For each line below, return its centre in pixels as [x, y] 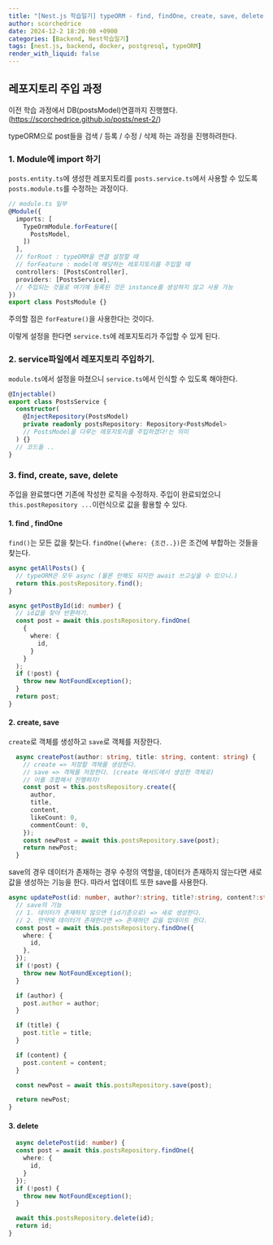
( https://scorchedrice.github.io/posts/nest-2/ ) [85, 119]
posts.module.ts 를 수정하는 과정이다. [68, 189]
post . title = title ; [58, 1033]
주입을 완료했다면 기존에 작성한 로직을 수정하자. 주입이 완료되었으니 [115, 494]
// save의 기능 [39, 905]
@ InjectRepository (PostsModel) [76, 417]
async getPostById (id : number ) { [65, 606]
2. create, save [34, 722]
